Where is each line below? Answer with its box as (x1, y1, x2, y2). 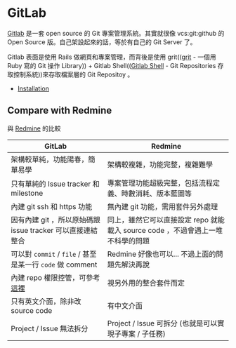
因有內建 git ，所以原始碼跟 (11, 215, 100, 225)
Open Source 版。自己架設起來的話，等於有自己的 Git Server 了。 (7, 37, 197, 46)
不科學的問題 (107, 236, 150, 246)
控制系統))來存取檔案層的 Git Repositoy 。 (13, 70, 134, 79)
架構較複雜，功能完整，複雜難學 (107, 159, 213, 169)
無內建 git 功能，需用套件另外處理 (107, 201, 218, 211)
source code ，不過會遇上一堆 (122, 225, 223, 235)
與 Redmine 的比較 (7, 124, 61, 133)
